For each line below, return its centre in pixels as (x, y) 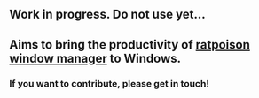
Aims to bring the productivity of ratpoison (129, 45)
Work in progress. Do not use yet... (107, 15)
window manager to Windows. (95, 58)
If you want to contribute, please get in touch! (110, 83)
